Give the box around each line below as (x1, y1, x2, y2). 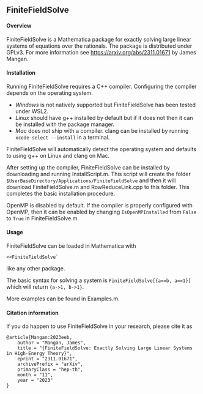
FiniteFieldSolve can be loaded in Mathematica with (6, 242, 136, 250)
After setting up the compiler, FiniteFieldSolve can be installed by (6, 163, 170, 171)
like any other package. (6, 265, 65, 272)
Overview (6, 21, 32, 29)
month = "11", (17, 372, 53, 378)
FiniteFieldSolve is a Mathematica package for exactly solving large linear (6, 35, 191, 43)
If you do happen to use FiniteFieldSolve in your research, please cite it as (6, 322, 193, 330)
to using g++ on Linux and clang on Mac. (6, 152, 110, 159)
